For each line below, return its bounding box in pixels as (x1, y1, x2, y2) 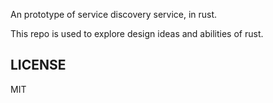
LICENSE (10, 57, 67, 74)
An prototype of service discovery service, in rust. (10, 9, 218, 20)
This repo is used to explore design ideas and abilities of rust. (10, 28, 264, 39)
